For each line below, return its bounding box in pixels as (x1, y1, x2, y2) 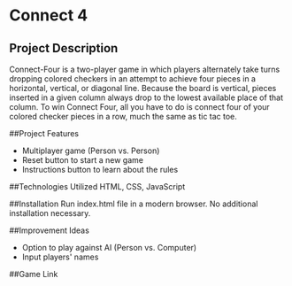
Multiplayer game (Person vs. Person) (21, 145, 160, 156)
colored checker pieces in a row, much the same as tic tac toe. (9, 112, 237, 121)
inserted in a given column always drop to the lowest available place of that (9, 92, 284, 103)
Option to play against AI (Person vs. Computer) (21, 243, 197, 252)
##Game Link (9, 269, 58, 279)
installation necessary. (9, 208, 91, 218)
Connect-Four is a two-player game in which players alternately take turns (9, 64, 280, 74)
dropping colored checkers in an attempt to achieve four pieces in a (9, 73, 257, 84)
